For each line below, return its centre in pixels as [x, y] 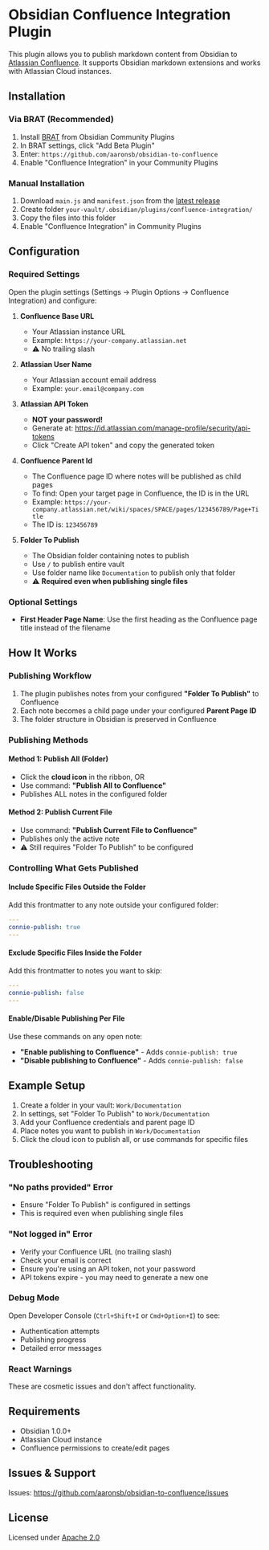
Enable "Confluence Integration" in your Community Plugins [119, 162]
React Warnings [40, 1368]
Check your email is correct [65, 1260]
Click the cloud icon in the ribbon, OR [82, 777]
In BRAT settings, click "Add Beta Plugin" [87, 145]
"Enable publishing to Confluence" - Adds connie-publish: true [128, 1052]
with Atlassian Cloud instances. [60, 71]
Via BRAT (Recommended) [61, 120]
